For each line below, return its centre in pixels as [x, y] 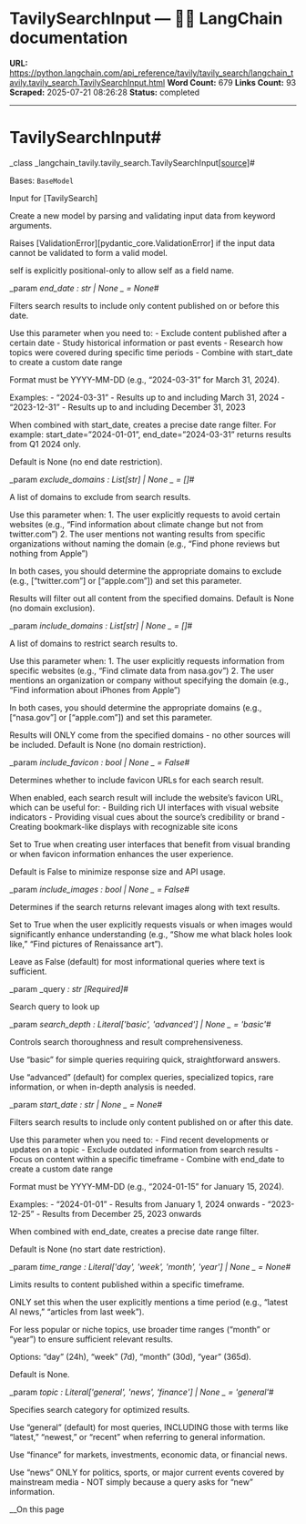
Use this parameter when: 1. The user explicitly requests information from [147, 660]
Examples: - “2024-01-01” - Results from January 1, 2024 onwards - [138, 1204]
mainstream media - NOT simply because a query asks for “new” [131, 1482]
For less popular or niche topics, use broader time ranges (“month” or [140, 1329]
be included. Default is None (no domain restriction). [108, 744]
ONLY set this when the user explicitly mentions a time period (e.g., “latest [149, 1302]
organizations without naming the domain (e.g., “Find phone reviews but [145, 543]
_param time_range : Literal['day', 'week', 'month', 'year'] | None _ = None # [150, 1266]
